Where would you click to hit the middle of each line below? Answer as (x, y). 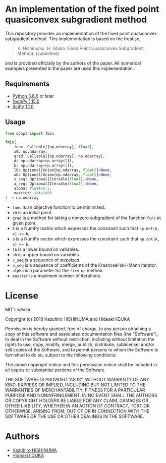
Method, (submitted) (38, 54)
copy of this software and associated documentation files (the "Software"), (82, 334)
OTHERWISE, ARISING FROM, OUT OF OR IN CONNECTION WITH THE (77, 411)
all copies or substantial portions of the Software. (55, 370)
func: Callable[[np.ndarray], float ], (54, 147)
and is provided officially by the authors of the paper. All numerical (73, 63)
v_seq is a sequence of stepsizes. (46, 260)
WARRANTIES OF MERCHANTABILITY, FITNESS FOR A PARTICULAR (75, 390)
